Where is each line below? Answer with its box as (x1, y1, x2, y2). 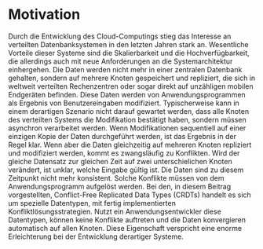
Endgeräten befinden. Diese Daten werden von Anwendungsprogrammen (8, 90, 246, 99)
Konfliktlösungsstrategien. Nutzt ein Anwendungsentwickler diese (8, 207, 221, 216)
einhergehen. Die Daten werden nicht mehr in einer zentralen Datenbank (8, 64, 243, 74)
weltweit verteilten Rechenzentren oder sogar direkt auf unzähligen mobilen (8, 81, 254, 91)
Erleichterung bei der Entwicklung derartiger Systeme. (8, 232, 184, 241)
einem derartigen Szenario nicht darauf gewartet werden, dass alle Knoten (8, 106, 250, 115)
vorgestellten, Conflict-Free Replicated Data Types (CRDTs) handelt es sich (8, 190, 251, 200)
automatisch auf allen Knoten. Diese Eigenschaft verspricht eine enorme (8, 223, 242, 233)
